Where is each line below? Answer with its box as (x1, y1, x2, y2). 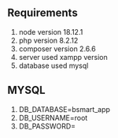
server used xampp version (18, 52, 108, 62)
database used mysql (18, 61, 89, 70)
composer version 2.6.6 (18, 43, 96, 54)
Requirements (7, 6, 78, 20)
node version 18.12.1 (18, 27, 83, 36)
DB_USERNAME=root (18, 113, 88, 122)
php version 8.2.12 (18, 35, 79, 45)
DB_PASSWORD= (18, 121, 76, 131)
